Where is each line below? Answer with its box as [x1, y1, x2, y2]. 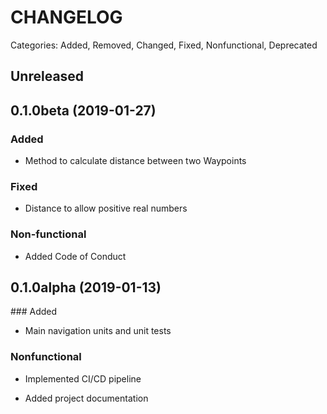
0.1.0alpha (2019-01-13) [10, 279, 162, 296]
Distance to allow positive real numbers [24, 202, 188, 215]
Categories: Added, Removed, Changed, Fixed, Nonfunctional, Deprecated [10, 39, 318, 51]
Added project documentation [24, 392, 149, 404]
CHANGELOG [10, 6, 123, 29]
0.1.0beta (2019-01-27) [10, 102, 157, 119]
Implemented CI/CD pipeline [24, 372, 142, 385]
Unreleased [10, 68, 85, 85]
